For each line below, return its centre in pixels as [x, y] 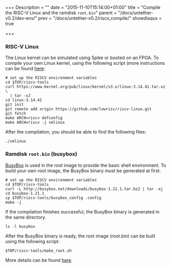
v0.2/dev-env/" [21, 18]
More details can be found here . [39, 260]
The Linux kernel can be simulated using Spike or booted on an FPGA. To [82, 58]
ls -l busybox [20, 226]
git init [15, 105]
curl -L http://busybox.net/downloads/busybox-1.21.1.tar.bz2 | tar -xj [84, 189]
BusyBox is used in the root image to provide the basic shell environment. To [86, 165]
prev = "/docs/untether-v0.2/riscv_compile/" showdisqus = [100, 18]
